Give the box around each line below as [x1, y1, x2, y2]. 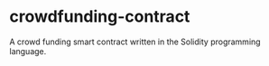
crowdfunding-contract [9, 6, 190, 27]
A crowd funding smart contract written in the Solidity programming [9, 36, 261, 47]
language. [9, 45, 47, 56]
